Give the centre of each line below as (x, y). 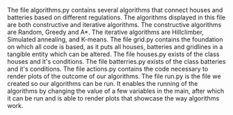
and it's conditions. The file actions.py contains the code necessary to (108, 69)
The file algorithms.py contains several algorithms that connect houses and (115, 10)
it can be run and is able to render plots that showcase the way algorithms (113, 98)
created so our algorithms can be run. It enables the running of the (103, 83)
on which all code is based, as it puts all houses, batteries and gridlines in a (115, 47)
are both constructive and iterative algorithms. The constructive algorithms (114, 25)
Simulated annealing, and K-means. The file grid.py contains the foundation (115, 39)
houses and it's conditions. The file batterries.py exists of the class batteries (116, 61)
